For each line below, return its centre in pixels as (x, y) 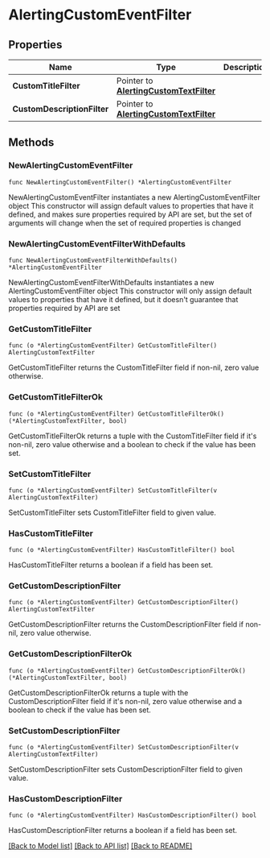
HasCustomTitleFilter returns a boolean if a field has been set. (111, 565)
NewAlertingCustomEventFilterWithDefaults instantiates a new (111, 282)
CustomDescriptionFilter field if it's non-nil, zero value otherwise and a (125, 701)
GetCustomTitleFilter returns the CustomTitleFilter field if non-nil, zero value (134, 367)
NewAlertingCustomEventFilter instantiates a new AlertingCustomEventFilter (135, 197)
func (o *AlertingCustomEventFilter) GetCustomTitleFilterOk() (117, 414)
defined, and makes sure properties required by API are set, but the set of (131, 214)
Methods (31, 143)
